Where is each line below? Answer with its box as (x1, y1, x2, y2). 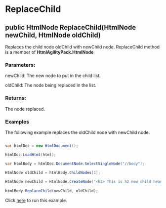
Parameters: (5, 61, 36, 68)
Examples (5, 118, 30, 125)
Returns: (5, 95, 27, 102)
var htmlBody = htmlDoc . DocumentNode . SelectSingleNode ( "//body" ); (5, 161, 145, 166)
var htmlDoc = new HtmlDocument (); (5, 143, 79, 148)
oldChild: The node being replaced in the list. (5, 83, 96, 88)
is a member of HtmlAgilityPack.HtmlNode (5, 49, 94, 55)
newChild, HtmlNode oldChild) (5, 31, 101, 39)
